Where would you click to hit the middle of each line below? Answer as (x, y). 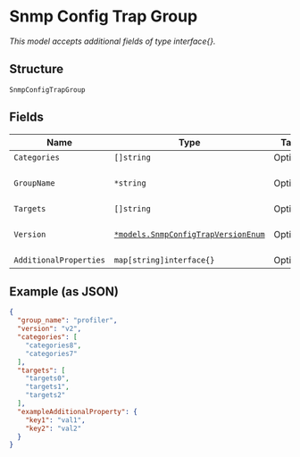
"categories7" (51, 353)
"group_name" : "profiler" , (67, 320)
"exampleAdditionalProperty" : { (78, 411)
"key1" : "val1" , (56, 420)
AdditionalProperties (59, 260)
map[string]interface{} (164, 260)
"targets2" (46, 395)
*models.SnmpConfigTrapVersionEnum (189, 234)
